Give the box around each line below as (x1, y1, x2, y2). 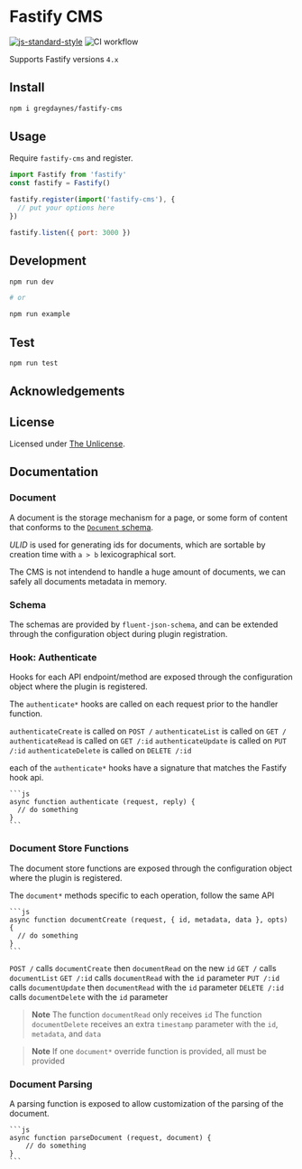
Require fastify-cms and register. (9, 153, 133, 164)
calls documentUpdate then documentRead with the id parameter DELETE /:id (9, 982, 284, 993)
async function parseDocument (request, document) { (9, 1133, 212, 1142)
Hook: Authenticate (9, 650, 97, 663)
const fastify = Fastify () (9, 179, 111, 188)
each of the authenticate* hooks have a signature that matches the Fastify (9, 762, 287, 773)
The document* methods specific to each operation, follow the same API (9, 890, 275, 901)
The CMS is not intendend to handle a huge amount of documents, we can (9, 566, 286, 577)
